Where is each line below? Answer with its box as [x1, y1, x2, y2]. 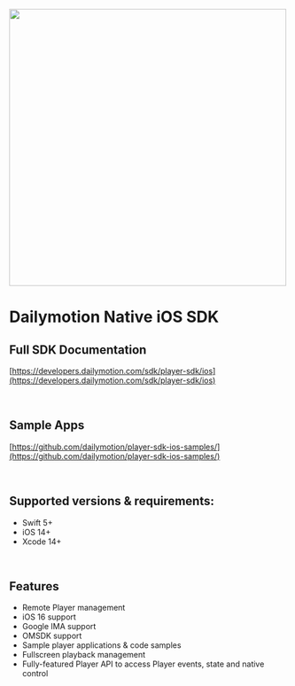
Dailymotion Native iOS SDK [9, 307, 220, 327]
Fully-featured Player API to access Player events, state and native [21, 659, 265, 669]
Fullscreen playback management [21, 650, 146, 660]
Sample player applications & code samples [21, 640, 182, 651]
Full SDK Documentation [9, 342, 147, 357]
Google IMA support [21, 621, 97, 632]
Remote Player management [21, 603, 126, 613]
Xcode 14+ [21, 536, 62, 547]
